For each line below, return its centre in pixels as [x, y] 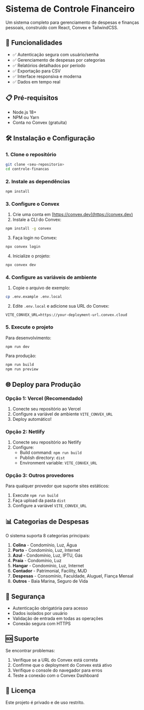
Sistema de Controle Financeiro [70, 9]
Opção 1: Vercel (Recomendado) [44, 398]
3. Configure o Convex [32, 204]
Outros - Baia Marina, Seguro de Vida [50, 581]
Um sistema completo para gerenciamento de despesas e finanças [72, 22]
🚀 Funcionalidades [34, 43]
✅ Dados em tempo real [36, 82]
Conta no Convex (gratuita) [40, 122]
